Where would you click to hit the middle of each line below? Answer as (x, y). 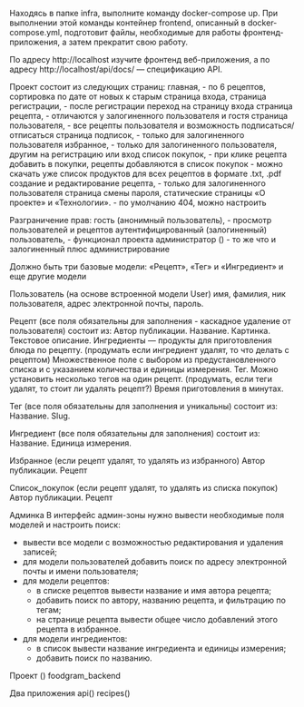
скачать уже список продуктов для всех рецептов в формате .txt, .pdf (146, 173)
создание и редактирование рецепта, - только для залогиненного (137, 183)
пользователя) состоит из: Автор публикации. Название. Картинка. (140, 331)
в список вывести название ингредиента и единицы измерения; (161, 648)
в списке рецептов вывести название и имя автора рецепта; (154, 590)
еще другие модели (48, 276)
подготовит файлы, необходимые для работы (152, 32)
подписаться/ (268, 125)
